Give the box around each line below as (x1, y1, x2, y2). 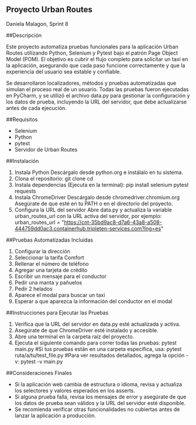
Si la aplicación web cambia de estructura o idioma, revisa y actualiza (14, 380, 183, 387)
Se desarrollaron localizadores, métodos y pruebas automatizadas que (6, 79, 177, 86)
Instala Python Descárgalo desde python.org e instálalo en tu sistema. (14, 169, 183, 176)
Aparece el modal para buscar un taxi (14, 291, 105, 299)
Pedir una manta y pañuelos (14, 279, 82, 286)
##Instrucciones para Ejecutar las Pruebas (6, 309, 109, 316)
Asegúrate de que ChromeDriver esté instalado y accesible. (14, 326, 159, 334)
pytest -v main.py (20, 358, 63, 365)
